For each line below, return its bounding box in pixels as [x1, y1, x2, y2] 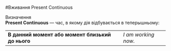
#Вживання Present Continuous [5, 5, 73, 10]
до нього [8, 38, 31, 44]
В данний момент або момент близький [8, 31, 111, 38]
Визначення [5, 14, 32, 20]
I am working [123, 31, 154, 38]
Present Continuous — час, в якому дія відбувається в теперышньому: [5, 20, 160, 25]
